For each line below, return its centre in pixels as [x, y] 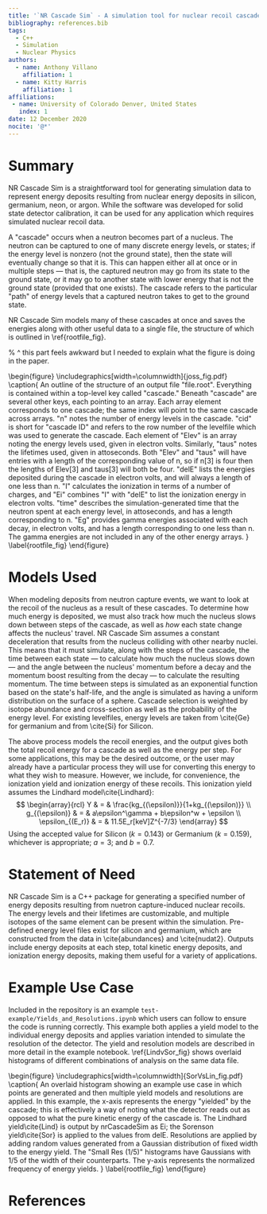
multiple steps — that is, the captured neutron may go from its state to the [129, 270]
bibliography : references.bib [58, 23]
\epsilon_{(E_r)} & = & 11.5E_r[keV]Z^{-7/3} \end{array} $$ [133, 821]
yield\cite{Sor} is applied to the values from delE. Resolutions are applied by [133, 1134]
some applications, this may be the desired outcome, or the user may [122, 758]
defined [21, 930]
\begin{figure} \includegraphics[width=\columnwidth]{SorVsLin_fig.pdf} [126, 1076]
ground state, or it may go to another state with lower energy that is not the [131, 279]
